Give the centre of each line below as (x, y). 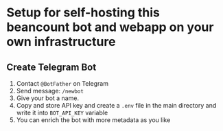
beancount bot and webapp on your (110, 27)
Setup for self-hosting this (83, 13)
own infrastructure (61, 42)
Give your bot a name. (48, 98)
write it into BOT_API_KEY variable (62, 112)
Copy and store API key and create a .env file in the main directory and (116, 105)
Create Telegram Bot (51, 67)
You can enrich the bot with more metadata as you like (93, 120)
